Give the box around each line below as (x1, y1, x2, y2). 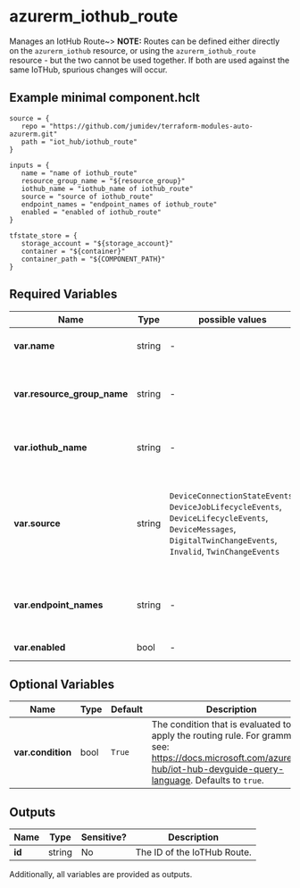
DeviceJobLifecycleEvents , (169, 500, 282, 513)
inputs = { (9, 161, 50, 170)
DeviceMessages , (169, 523, 237, 535)
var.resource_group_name (13, 387, 129, 399)
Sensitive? (80, 831, 127, 843)
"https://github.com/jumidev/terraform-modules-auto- (48, 121, 254, 130)
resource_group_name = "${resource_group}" (21, 176, 186, 185)
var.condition (13, 746, 72, 758)
